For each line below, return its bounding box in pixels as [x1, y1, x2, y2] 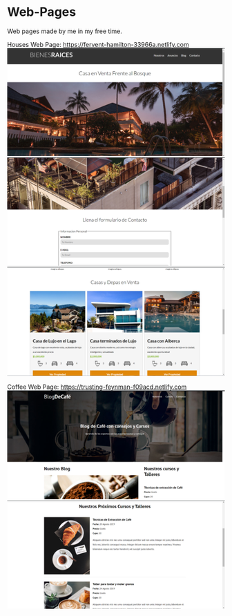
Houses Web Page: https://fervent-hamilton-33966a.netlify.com [7, 40, 189, 48]
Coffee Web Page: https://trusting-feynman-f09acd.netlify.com [7, 383, 187, 391]
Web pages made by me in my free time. [7, 27, 123, 35]
